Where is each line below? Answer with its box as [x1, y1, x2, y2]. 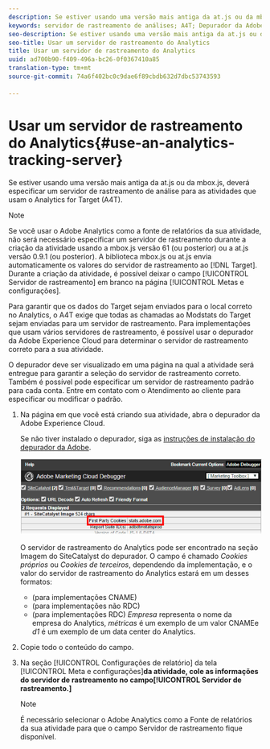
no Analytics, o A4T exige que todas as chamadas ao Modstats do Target [8, 310, 252, 320]
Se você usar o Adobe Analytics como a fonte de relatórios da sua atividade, [8, 226, 262, 235]
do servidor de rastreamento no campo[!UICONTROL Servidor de [19, 675, 243, 685]
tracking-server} [8, 151, 123, 169]
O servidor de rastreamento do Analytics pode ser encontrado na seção [19, 542, 259, 552]
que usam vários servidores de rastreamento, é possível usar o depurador [8, 327, 254, 337]
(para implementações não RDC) [31, 601, 141, 610]
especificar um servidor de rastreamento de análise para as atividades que [8, 186, 257, 196]
